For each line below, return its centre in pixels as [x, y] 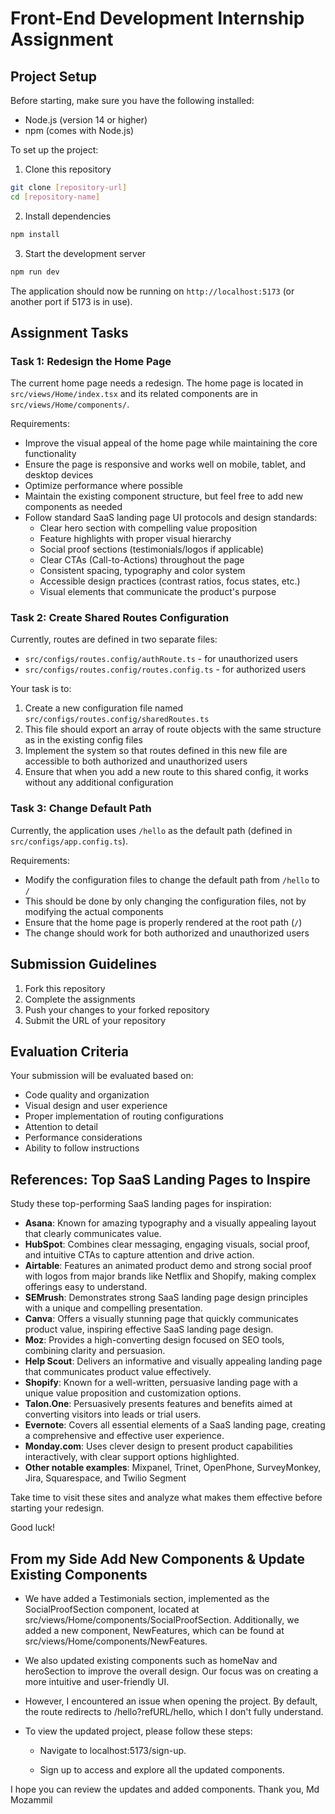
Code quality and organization [87, 1095]
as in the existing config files [83, 740]
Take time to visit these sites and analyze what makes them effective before [166, 1498]
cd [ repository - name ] [55, 197]
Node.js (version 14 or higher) [86, 120]
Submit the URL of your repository [95, 1020]
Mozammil [31, 1800]
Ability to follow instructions [82, 1148]
